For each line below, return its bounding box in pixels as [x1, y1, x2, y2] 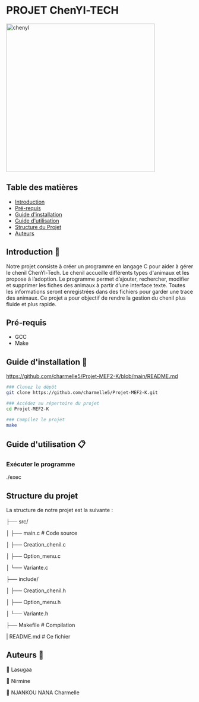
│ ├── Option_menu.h [6, 598, 61, 605]
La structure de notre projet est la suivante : [6, 506, 113, 513]
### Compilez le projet [6, 417, 65, 423]
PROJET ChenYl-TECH [6, 4, 119, 17]
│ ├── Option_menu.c [6, 552, 61, 560]
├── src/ [6, 517, 29, 525]
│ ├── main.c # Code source [6, 529, 78, 536]
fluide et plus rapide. [6, 300, 57, 307]
